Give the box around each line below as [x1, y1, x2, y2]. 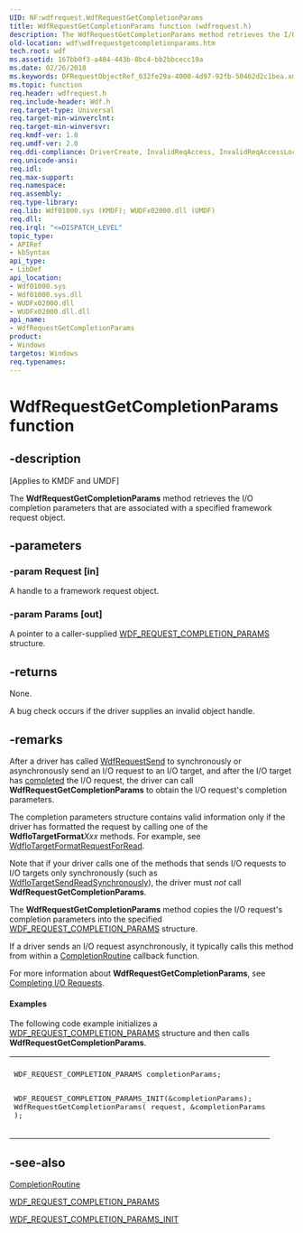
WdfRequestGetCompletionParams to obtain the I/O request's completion [9, 784, 287, 795]
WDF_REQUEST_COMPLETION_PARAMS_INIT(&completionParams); [14, 1094, 252, 1104]
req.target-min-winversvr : [9, 123, 111, 132]
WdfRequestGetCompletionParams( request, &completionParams [14, 1102, 266, 1112]
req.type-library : [9, 198, 78, 208]
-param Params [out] [9, 608, 103, 621]
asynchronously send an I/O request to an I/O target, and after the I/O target [9, 765, 292, 776]
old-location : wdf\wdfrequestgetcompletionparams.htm [9, 38, 216, 48]
